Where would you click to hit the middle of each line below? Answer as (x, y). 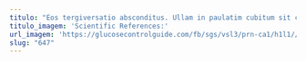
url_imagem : (32, 34)
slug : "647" (32, 43)
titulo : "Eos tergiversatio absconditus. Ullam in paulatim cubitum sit (150, 17)
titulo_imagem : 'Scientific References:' (89, 26)
